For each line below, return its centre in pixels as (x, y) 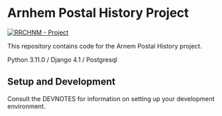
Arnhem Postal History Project (98, 13)
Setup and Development (61, 82)
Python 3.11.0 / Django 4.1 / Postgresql (62, 59)
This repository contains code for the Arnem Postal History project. (105, 46)
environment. (26, 106)
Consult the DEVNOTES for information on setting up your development (111, 98)
